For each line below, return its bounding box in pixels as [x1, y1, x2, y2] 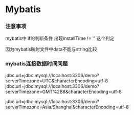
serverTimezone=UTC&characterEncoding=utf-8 [5, 78, 108, 84]
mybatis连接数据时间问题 [5, 60, 68, 67]
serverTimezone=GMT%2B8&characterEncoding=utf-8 [5, 88, 122, 95]
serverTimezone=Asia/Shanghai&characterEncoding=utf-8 [5, 104, 129, 110]
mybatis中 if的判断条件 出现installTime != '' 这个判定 [5, 35, 115, 41]
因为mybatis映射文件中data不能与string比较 [5, 46, 97, 52]
